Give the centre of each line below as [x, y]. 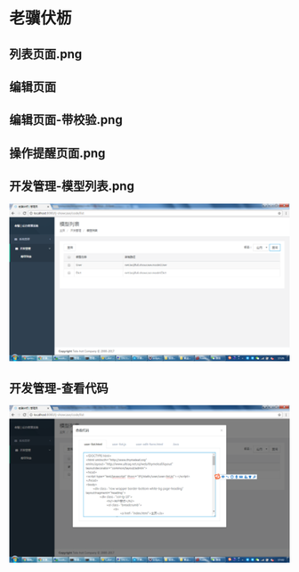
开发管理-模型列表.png [72, 187]
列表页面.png [46, 54]
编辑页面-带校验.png [66, 120]
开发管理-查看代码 [59, 388]
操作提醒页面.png [57, 153]
